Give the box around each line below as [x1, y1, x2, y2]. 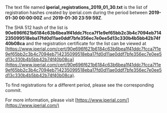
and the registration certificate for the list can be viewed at [25, 40, 147, 46]
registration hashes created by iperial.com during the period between [5, 9, 148, 15]
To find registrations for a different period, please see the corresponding [5, 82, 154, 88]
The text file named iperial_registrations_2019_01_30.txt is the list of [5, 4, 148, 10]
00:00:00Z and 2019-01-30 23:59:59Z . [18, 15, 103, 20]
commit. [5, 87, 22, 93]
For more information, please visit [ [5, 97, 77, 103]
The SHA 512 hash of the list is [5, 24, 68, 30]
